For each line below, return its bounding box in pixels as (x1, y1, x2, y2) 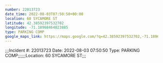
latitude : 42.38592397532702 (5, 20, 64, 26)
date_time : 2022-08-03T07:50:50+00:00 (5, 12, 83, 16)
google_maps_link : (5, 34, 42, 39)
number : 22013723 (5, 7, 40, 12)
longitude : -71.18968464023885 (5, 25, 68, 30)
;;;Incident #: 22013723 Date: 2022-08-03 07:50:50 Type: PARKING (5, 47, 140, 53)
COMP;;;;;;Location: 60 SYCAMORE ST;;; (5, 52, 86, 58)
